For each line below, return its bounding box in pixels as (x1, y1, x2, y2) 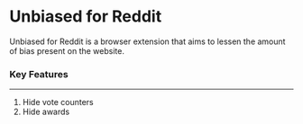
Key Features (9, 67, 69, 80)
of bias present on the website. (9, 45, 124, 56)
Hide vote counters (22, 97, 95, 108)
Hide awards (22, 106, 70, 118)
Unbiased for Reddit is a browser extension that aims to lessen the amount (9, 36, 286, 47)
